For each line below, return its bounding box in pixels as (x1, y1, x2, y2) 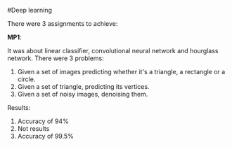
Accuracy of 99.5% (17, 132, 74, 140)
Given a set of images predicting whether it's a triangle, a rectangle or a (17, 68, 226, 76)
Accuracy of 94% (17, 117, 69, 125)
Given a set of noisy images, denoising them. (17, 90, 148, 98)
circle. (17, 75, 36, 83)
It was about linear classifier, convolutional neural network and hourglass (7, 47, 219, 55)
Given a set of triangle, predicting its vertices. (17, 83, 150, 90)
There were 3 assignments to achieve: (7, 20, 118, 27)
